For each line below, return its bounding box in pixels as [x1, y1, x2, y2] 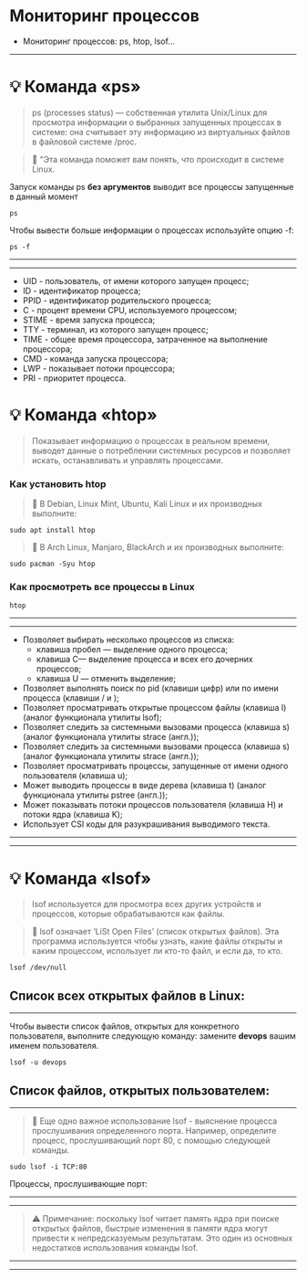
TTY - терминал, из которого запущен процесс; [22, 323, 209, 334]
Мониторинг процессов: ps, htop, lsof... [22, 36, 176, 47]
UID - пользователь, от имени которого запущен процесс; [22, 275, 250, 286]
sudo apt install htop [9, 526, 96, 535]
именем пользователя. [9, 1041, 99, 1052]
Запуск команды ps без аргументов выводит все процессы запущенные [9, 181, 294, 192]
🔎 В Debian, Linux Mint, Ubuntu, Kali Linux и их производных [31, 499, 262, 510]
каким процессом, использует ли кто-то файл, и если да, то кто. [31, 946, 283, 957]
